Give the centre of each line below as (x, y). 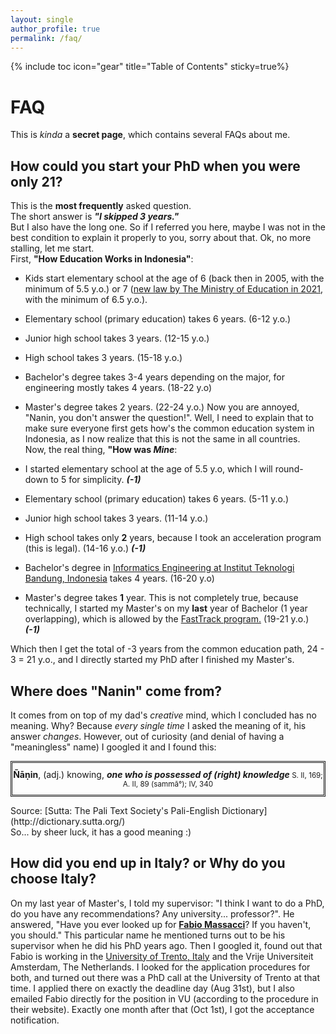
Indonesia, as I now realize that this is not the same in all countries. (162, 439)
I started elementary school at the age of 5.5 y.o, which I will (148, 469)
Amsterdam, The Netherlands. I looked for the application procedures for (160, 967)
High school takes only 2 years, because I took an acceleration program (173, 538)
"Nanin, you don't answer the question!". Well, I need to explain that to (169, 418)
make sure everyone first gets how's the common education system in (169, 428)
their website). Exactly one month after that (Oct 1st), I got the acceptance (162, 1009)
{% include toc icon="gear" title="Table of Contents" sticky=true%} (150, 67)
